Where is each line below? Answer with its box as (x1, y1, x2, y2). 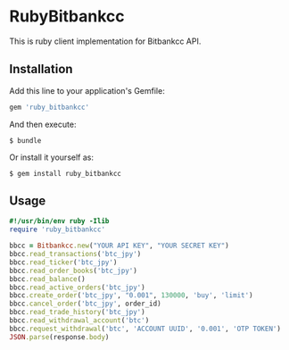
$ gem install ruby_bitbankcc (9, 169, 122, 178)
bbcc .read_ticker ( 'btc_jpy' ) (9, 257, 118, 267)
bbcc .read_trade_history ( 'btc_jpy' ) (9, 308, 145, 317)
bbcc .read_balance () (9, 274, 87, 283)
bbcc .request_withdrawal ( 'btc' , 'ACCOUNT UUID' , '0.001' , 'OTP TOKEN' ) (9, 324, 281, 333)
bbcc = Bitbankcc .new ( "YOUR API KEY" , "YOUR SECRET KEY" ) (9, 241, 229, 251)
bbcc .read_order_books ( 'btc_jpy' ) (9, 266, 138, 275)
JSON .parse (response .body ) (9, 332, 110, 341)
